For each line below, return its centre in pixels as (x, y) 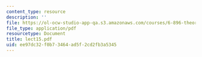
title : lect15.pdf (29, 39)
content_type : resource (36, 12)
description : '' (26, 17)
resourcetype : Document (36, 34)
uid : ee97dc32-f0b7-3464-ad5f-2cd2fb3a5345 (62, 45)
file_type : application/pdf (41, 28)
